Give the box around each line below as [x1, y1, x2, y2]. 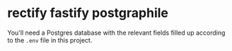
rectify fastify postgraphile [7, 5, 168, 21]
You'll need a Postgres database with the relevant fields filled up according [7, 28, 226, 37]
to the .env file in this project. [7, 35, 93, 44]
